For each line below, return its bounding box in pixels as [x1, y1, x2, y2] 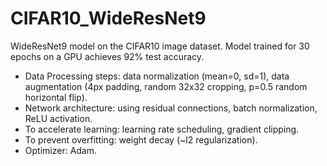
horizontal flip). [24, 91, 88, 103]
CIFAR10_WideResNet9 [10, 7, 207, 30]
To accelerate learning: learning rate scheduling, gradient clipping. [24, 123, 300, 135]
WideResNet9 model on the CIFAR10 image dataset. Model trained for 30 [10, 40, 310, 52]
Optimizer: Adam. [24, 144, 98, 156]
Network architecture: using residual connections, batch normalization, [24, 102, 318, 114]
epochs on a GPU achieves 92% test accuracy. [10, 50, 205, 62]
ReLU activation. [24, 112, 93, 124]
